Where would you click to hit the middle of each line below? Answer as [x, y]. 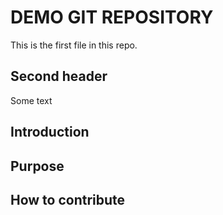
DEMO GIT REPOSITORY [112, 17]
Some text [31, 100]
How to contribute [68, 199]
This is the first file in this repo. [74, 45]
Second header [59, 76]
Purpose [37, 166]
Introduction [50, 132]
